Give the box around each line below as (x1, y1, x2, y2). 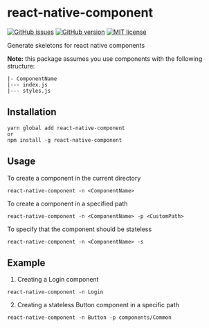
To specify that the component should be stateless (7, 225, 152, 233)
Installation (7, 106, 57, 118)
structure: (7, 62, 35, 70)
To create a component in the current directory (7, 174, 141, 182)
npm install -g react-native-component (7, 136, 122, 143)
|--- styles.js (7, 87, 51, 94)
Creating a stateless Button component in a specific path (17, 301, 180, 309)
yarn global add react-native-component (7, 125, 126, 131)
